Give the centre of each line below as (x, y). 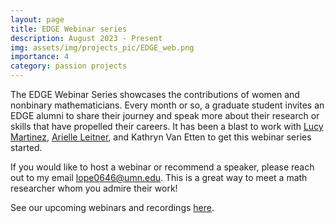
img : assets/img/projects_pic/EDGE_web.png (102, 47)
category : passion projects (69, 66)
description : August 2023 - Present (86, 38)
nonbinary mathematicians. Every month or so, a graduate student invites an (167, 105)
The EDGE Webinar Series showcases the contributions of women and (155, 94)
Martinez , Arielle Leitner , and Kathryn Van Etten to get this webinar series (161, 137)
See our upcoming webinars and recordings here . (112, 207)
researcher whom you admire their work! (94, 188)
